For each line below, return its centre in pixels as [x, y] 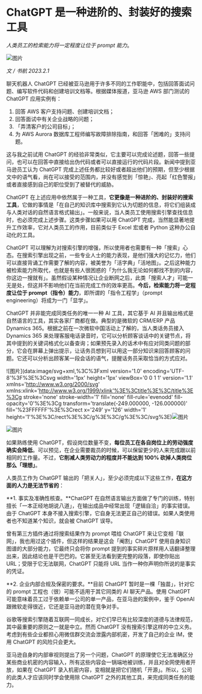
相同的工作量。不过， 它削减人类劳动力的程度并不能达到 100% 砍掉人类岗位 [99, 457]
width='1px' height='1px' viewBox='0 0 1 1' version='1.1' [125, 377]
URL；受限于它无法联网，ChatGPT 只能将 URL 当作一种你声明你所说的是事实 [101, 563]
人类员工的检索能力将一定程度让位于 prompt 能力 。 [69, 45]
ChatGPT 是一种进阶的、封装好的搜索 [99, 12]
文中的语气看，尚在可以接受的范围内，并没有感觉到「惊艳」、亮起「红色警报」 [101, 177]
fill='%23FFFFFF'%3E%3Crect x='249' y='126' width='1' [77, 409]
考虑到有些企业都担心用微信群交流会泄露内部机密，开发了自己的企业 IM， [97, 634]
